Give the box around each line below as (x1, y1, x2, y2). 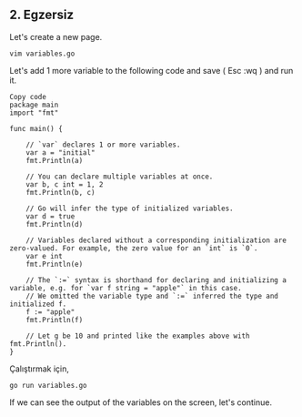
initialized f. (9, 300, 67, 309)
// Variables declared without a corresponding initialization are (25, 236, 287, 245)
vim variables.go (9, 49, 75, 58)
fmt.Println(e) (25, 259, 84, 269)
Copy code (9, 92, 47, 101)
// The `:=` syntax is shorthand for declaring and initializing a (25, 275, 287, 285)
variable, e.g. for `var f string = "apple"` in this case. (9, 283, 243, 292)
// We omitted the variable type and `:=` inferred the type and (25, 291, 279, 300)
